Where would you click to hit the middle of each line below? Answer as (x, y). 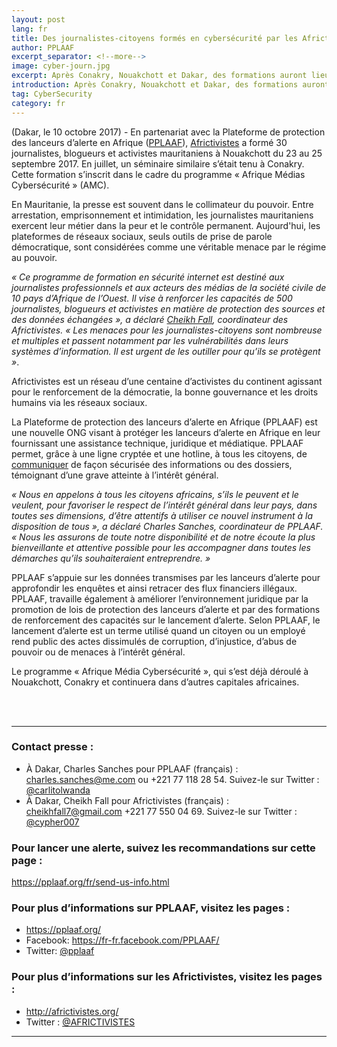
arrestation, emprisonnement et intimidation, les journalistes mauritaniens (162, 215)
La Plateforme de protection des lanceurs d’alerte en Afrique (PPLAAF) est (164, 422)
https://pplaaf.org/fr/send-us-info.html (90, 882)
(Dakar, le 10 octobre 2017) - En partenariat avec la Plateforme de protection (168, 132)
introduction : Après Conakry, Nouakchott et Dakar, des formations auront (170, 85)
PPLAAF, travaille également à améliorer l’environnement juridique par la (160, 598)
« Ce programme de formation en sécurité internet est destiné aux (148, 277)
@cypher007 (52, 822)
